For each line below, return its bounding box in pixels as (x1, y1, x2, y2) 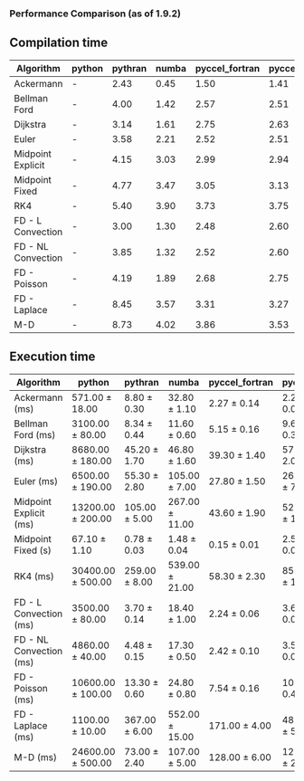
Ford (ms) (14, 428, 56, 441)
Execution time (9, 349, 96, 365)
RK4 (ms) (14, 569, 54, 582)
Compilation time (9, 35, 109, 51)
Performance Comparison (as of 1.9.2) (9, 7, 181, 20)
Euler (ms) (14, 474, 59, 487)
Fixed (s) (14, 544, 52, 557)
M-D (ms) (14, 750, 57, 763)
